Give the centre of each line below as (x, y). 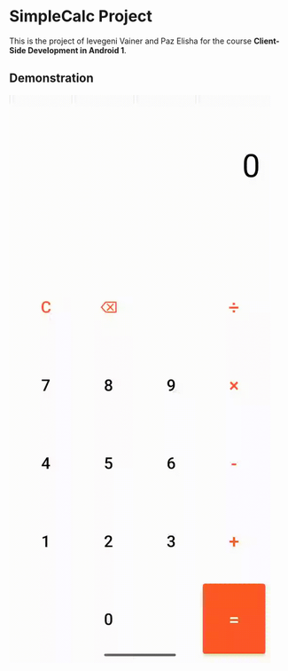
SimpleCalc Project (81, 16)
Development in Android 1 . (77, 50)
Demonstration (52, 79)
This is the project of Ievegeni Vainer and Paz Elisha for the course (131, 41)
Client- (267, 41)
